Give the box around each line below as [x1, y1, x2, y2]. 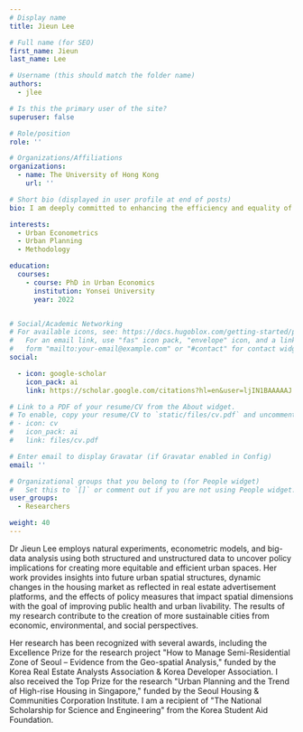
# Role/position [9, 128, 70, 138]
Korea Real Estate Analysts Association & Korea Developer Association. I [9, 666, 278, 677]
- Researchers [17, 502, 70, 511]
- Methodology [17, 245, 70, 254]
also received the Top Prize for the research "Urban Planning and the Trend [9, 675, 290, 687]
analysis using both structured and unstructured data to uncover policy [27, 552, 291, 563]
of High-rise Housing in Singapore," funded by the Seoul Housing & [9, 685, 260, 696]
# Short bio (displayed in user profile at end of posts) [9, 195, 232, 204]
